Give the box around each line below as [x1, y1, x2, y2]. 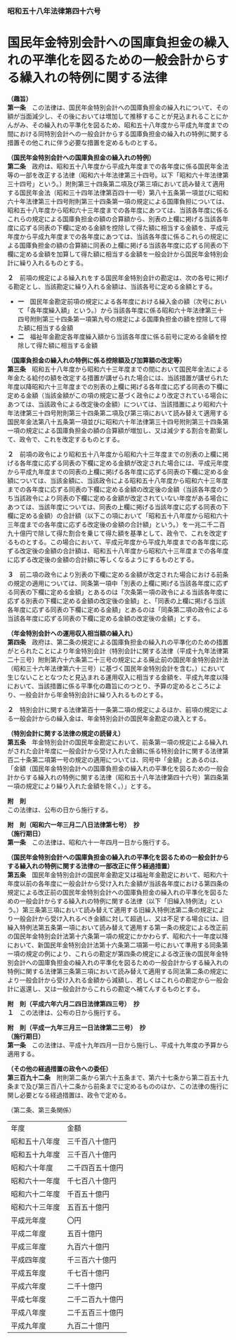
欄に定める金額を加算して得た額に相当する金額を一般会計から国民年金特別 [7, 249, 223, 258]
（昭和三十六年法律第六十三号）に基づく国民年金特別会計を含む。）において [7, 664, 226, 672]
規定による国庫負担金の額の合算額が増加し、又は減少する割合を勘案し [25, 426, 229, 435]
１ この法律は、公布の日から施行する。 [7, 1008, 124, 1016]
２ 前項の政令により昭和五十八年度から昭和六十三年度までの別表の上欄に [7, 449, 223, 458]
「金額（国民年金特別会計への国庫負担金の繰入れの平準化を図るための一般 [7, 764, 223, 773]
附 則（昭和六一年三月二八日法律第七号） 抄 [7, 820, 140, 829]
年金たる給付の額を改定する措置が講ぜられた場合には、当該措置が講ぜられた [7, 374, 229, 382]
